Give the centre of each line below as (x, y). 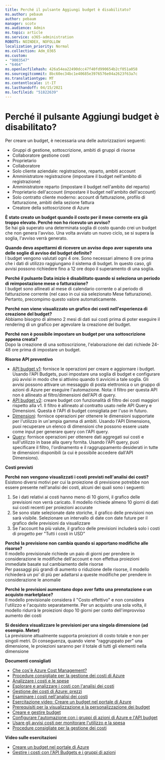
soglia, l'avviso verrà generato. (36, 238)
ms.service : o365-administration (39, 37)
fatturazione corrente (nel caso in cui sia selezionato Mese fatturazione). (79, 294)
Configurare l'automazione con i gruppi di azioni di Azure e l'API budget (85, 718)
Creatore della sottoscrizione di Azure (51, 208)
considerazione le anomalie (33, 580)
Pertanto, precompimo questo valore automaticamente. (61, 299)
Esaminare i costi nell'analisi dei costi (50, 697)
